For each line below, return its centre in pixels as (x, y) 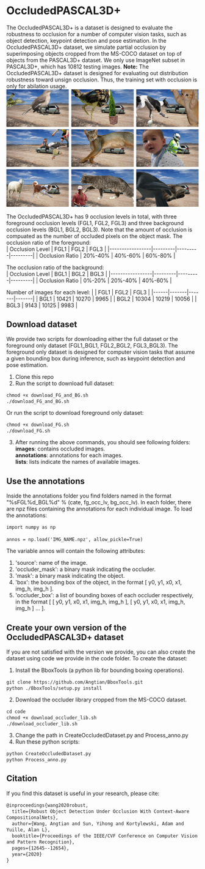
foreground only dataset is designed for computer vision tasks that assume (101, 352)
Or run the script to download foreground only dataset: (75, 413)
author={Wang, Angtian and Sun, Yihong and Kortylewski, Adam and (98, 824)
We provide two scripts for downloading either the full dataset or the (92, 339)
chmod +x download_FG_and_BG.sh (47, 395)
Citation (22, 779)
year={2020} (27, 854)
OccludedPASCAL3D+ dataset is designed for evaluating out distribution (97, 73)
